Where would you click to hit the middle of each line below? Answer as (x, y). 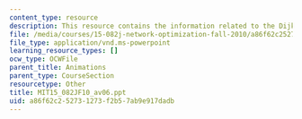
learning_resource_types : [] (64, 51)
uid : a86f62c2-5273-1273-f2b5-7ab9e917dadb (92, 101)
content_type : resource (54, 17)
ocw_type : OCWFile (44, 59)
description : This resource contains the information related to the (142, 26)
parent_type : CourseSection (62, 76)
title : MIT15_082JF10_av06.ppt (68, 92)
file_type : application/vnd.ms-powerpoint (90, 42)
